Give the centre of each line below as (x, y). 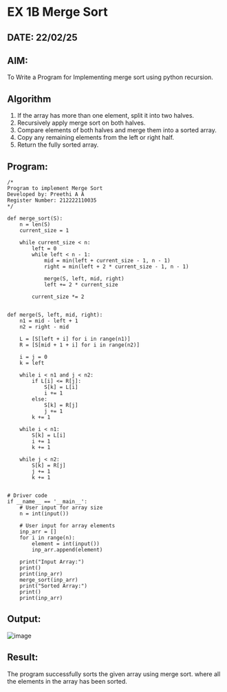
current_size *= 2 (58, 297)
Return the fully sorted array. (58, 145)
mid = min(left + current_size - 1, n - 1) (107, 261)
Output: (24, 619)
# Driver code (28, 496)
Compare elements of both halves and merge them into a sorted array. (117, 130)
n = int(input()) (44, 514)
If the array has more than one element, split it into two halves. (106, 116)
